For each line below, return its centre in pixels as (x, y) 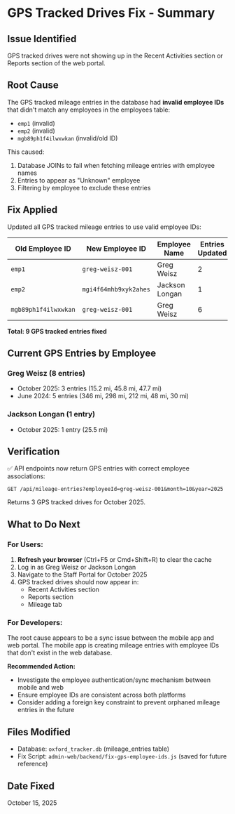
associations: (26, 476)
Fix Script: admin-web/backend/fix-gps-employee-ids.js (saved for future (122, 756)
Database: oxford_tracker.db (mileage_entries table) (93, 749)
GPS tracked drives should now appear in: (78, 582)
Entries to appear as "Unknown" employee (79, 180)
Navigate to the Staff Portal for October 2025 (82, 575)
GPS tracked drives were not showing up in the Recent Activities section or (115, 55)
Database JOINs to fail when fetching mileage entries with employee (116, 165)
